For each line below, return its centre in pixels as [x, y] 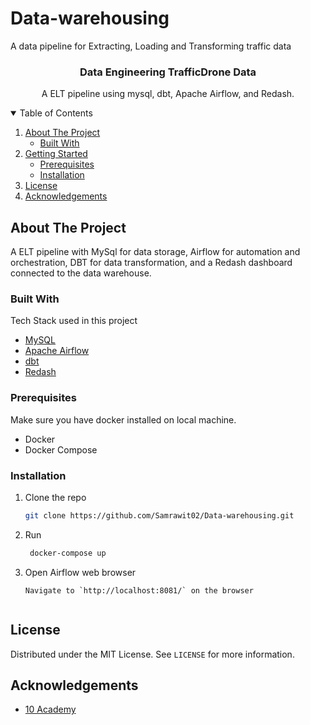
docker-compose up [68, 553]
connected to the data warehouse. [81, 273]
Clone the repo [55, 497]
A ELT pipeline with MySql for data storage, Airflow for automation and [155, 252]
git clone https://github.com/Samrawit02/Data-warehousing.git [159, 515]
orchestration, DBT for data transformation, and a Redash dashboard [151, 263]
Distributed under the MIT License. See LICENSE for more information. [152, 654]
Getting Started [56, 154]
